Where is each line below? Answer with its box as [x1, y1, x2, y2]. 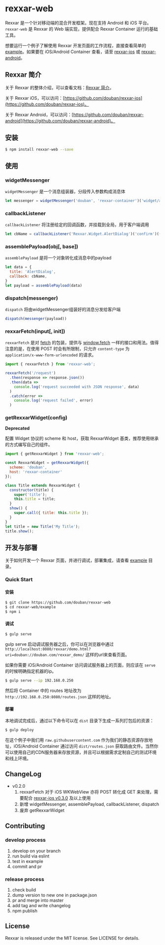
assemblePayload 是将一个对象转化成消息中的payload [5, 255, 111, 261]
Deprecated [5, 426, 30, 431]
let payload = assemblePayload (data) [5, 283, 82, 288]
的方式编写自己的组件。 [5, 442, 53, 448]
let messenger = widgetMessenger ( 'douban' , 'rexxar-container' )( [5, 199, 141, 203]
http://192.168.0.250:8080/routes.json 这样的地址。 [5, 694, 114, 699]
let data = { [5, 265, 32, 270]
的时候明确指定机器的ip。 [5, 668, 56, 674]
